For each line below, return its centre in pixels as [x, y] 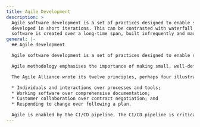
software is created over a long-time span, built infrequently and [98, 34]
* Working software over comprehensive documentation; [81, 93]
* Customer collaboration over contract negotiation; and [85, 99]
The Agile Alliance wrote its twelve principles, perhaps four [91, 77]
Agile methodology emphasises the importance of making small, [91, 66]
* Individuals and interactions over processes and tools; [86, 88]
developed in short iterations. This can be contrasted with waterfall [102, 28]
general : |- [21, 39]
